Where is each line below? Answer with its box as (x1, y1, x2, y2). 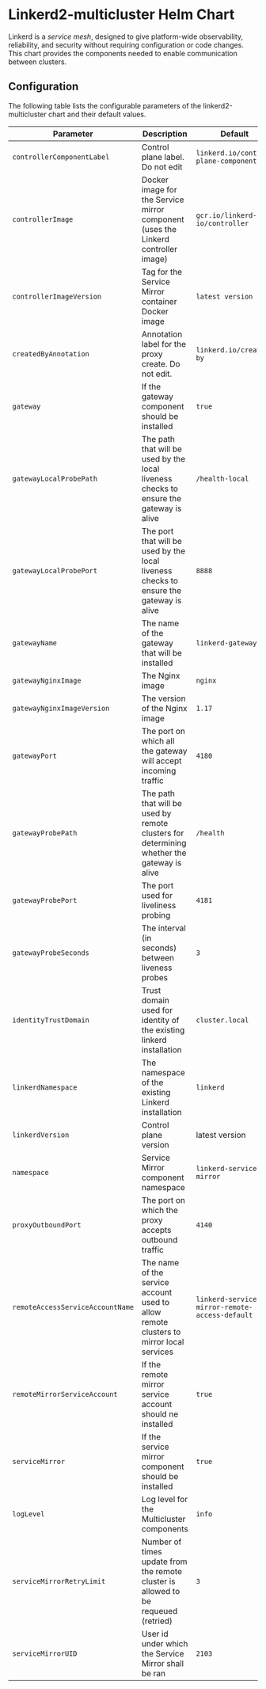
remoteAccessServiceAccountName (12, 1303, 135, 1311)
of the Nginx (141, 702, 188, 713)
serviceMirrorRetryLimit (12, 1577, 106, 1585)
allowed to (141, 1585, 180, 1596)
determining (141, 837, 187, 848)
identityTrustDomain (12, 1015, 89, 1025)
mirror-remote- (196, 1303, 253, 1311)
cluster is (141, 1576, 176, 1587)
